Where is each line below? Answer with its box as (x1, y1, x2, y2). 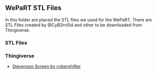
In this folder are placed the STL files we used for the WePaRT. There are (5, 17, 152, 22)
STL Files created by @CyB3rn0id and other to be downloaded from (5, 22, 142, 28)
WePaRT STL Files (5, 4, 62, 12)
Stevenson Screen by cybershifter (12, 63, 81, 70)
